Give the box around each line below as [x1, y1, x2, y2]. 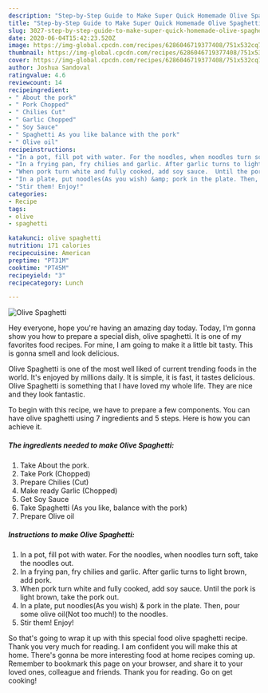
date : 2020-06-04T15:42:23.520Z [8, 34, 116, 42]
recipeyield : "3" [8, 271, 66, 280]
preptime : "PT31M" [8, 257, 69, 265]
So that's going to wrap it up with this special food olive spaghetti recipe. [8, 633, 248, 643]
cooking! [8, 676, 37, 686]
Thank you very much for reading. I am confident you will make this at [8, 642, 238, 651]
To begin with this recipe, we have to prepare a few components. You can [8, 405, 250, 415]
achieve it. [8, 422, 42, 432]
